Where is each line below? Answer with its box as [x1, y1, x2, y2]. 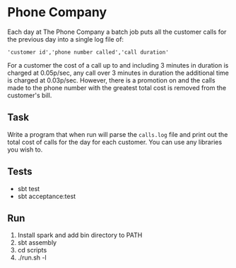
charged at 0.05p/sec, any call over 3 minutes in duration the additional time [7, 68, 230, 77]
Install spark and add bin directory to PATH [17, 231, 143, 240]
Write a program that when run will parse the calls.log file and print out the [7, 130, 228, 138]
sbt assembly [17, 238, 57, 247]
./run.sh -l [17, 253, 47, 262]
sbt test [17, 184, 40, 193]
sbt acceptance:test [17, 192, 76, 200]
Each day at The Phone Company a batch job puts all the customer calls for [7, 28, 227, 36]
